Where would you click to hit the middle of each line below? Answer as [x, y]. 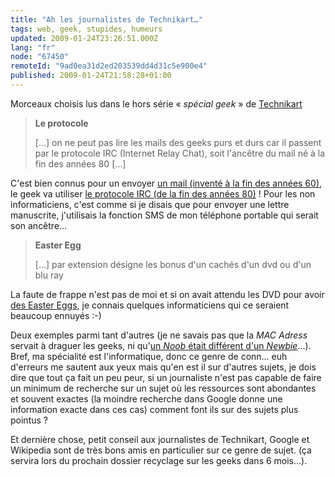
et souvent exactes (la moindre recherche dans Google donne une [146, 398]
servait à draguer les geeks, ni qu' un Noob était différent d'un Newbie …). [161, 345]
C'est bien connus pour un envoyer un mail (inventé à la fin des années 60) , [166, 183]
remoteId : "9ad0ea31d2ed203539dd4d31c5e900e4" [109, 66]
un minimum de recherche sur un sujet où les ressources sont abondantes [163, 388]
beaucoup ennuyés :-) [56, 315]
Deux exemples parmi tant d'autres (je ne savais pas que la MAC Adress [159, 335]
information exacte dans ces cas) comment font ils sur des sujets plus [154, 409]
